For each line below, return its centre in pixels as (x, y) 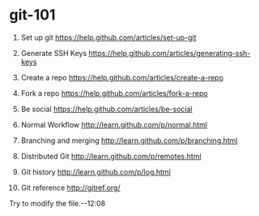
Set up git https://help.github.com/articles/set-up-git (108, 37)
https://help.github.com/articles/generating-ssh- (170, 53)
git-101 (32, 15)
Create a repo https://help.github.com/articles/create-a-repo (122, 77)
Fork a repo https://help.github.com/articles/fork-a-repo (115, 93)
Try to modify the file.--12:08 (57, 203)
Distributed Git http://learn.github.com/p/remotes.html (111, 156)
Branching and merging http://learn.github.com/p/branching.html (129, 140)
